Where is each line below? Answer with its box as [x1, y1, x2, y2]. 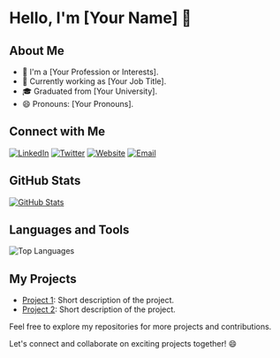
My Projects [9, 271, 77, 286]
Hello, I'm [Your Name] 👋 [9, 8, 193, 28]
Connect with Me [9, 124, 106, 140]
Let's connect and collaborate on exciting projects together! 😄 [9, 339, 237, 349]
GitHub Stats [9, 173, 81, 188]
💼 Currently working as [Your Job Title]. [21, 76, 167, 87]
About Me [9, 43, 64, 58]
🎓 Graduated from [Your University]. [21, 86, 157, 96]
